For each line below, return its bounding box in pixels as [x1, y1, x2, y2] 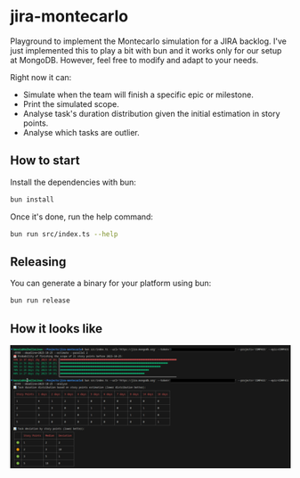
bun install [10, 194, 54, 204]
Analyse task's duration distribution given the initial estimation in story [22, 108, 280, 119]
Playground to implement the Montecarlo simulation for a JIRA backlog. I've [10, 36, 288, 46]
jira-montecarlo [10, 6, 128, 27]
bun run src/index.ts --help [10, 229, 118, 238]
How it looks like [10, 321, 103, 336]
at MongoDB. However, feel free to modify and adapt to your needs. [10, 54, 259, 65]
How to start [10, 153, 80, 169]
